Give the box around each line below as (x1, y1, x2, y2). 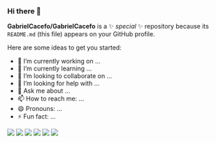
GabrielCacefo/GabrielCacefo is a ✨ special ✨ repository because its (7, 22, 210, 31)
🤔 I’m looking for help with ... (17, 80, 100, 88)
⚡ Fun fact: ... (17, 112, 56, 121)
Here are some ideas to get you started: (7, 43, 122, 52)
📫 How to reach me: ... (17, 94, 85, 103)
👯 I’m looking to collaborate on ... (17, 72, 113, 80)
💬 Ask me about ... (17, 86, 71, 95)
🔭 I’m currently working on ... (17, 57, 101, 66)
